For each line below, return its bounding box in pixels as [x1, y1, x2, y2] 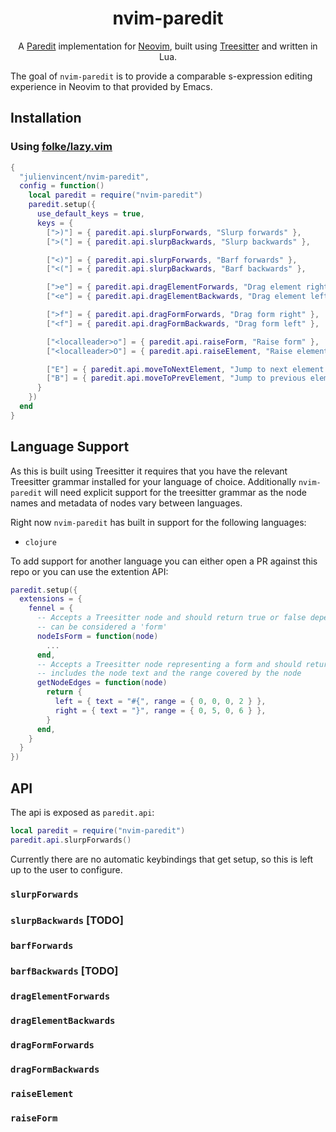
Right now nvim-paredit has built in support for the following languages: [10, 516, 307, 528]
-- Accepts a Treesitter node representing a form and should [36, 659, 302, 669]
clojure [24, 537, 57, 547]
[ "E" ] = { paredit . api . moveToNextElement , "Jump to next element [46, 364, 325, 374]
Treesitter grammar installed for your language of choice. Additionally [10, 475, 297, 487]
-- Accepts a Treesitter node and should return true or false [36, 613, 307, 623]
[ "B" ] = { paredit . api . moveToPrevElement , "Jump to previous [46, 373, 307, 384]
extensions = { [19, 594, 83, 604]
